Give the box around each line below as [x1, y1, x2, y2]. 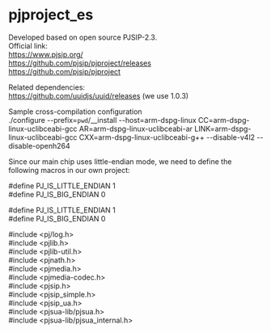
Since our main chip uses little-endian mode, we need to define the [8, 156, 232, 166]
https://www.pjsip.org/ [8, 49, 83, 59]
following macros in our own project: [8, 165, 131, 175]
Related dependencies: [8, 82, 86, 92]
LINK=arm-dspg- [193, 124, 252, 133]
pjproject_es [8, 6, 94, 24]
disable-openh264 [8, 141, 70, 150]
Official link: [8, 40, 49, 50]
